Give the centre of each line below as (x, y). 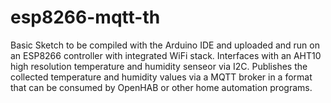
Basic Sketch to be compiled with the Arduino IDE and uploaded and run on (165, 45)
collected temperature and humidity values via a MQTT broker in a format (161, 77)
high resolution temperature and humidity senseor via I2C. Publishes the (159, 66)
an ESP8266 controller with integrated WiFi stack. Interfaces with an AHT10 (166, 55)
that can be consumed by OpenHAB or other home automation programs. (161, 87)
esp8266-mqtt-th (85, 17)
